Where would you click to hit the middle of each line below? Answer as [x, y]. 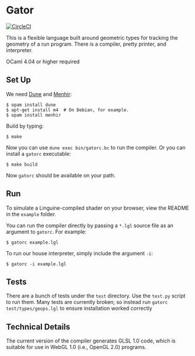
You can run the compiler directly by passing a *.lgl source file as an [90, 225]
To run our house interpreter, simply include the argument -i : [80, 253]
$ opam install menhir [34, 115]
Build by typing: [25, 126]
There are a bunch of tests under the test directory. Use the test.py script [96, 296]
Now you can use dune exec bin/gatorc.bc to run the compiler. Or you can [96, 148]
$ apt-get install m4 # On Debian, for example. [68, 110]
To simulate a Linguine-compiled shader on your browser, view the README [98, 208]
